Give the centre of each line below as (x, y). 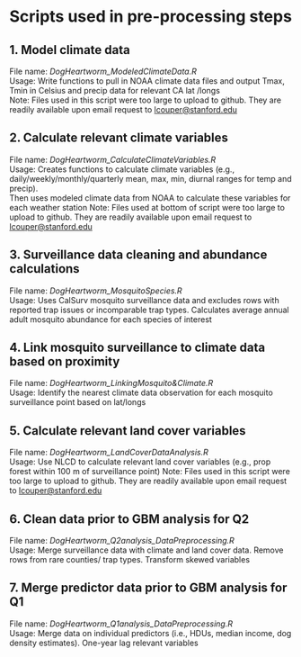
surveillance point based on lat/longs (78, 402)
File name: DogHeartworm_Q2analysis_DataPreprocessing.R (122, 541)
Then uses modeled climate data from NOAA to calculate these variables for (150, 198)
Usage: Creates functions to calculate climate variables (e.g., (122, 169)
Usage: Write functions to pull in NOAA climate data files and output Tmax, (147, 81)
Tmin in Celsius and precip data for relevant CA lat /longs (115, 90)
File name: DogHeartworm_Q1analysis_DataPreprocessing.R (121, 624)
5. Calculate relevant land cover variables (128, 431)
